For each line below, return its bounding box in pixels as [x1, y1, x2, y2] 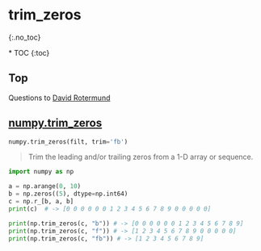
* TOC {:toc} [8, 48, 50, 57]
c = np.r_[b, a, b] [8, 198, 74, 206]
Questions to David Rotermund [8, 93, 111, 102]
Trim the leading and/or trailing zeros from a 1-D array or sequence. [27, 152, 254, 162]
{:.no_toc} [8, 32, 41, 42]
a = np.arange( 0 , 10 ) [8, 182, 82, 190]
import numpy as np [8, 168, 74, 176]
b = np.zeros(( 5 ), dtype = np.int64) [8, 190, 128, 199]
